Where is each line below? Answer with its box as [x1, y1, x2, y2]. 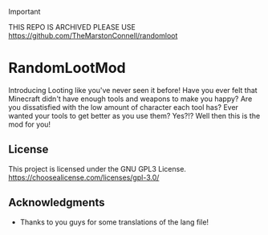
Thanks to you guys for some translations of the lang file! [19, 217, 209, 227]
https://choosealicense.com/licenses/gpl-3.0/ [8, 172, 160, 182]
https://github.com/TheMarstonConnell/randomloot [8, 31, 178, 40]
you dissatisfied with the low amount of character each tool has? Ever [8, 102, 239, 111]
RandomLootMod [8, 59, 126, 77]
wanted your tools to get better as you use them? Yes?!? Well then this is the [8, 111, 261, 120]
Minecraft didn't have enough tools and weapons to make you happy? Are [8, 94, 253, 103]
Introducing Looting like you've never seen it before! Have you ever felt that [8, 85, 258, 95]
